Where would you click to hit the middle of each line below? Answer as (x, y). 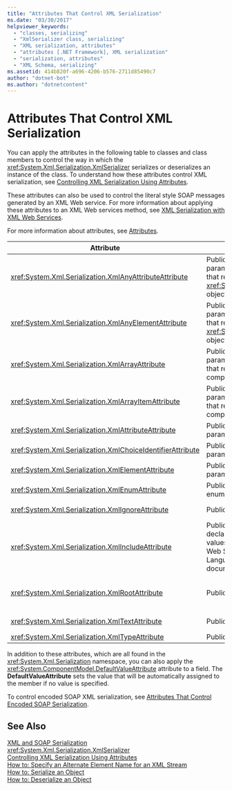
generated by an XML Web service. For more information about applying (110, 203)
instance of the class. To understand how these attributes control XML (107, 174)
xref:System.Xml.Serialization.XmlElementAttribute (93, 470)
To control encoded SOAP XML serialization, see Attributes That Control (109, 697)
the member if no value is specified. (58, 683)
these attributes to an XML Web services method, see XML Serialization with (116, 210)
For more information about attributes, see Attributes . (83, 231)
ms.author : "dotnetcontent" (48, 84)
